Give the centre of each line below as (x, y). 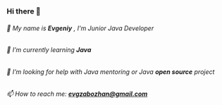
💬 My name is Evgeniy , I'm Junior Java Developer (80, 28)
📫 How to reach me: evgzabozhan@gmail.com (77, 94)
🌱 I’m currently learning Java (49, 50)
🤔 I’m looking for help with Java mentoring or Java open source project (111, 72)
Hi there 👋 (24, 11)
